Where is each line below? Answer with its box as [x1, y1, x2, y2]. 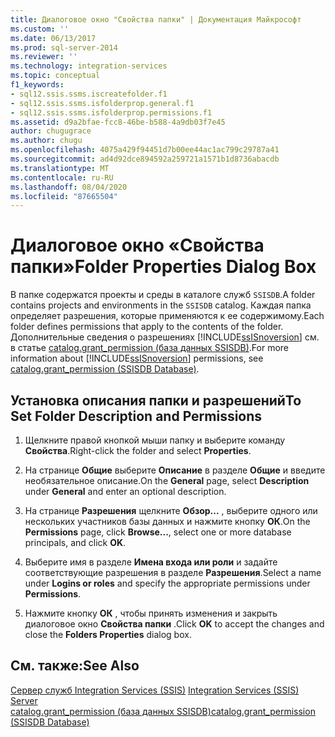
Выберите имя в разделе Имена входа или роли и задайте [24, 556, 278, 568]
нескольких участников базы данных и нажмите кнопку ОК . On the [24, 516, 311, 527]
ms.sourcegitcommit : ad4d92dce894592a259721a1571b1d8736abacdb [10, 154, 280, 164]
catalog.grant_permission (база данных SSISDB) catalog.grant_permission [10, 705, 316, 717]
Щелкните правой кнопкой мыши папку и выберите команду [24, 434, 286, 446]
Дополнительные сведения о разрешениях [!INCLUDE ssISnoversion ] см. [10, 331, 320, 343]
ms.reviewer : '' [10, 52, 78, 62]
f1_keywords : [10, 80, 65, 90]
